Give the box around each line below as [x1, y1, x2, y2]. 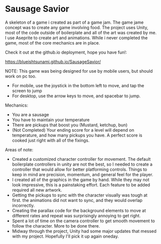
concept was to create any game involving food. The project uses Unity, [5, 24, 148, 30]
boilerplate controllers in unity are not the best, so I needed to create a [12, 161, 153, 167]
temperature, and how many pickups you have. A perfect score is [12, 132, 143, 138]
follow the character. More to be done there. [12, 223, 100, 229]
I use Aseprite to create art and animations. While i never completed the [5, 35, 148, 41]
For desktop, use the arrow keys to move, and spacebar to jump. [12, 93, 141, 99]
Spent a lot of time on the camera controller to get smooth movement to [12, 218, 155, 224]
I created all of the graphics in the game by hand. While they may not [12, 177, 150, 183]
